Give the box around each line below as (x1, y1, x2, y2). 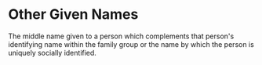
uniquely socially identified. (8, 48, 96, 57)
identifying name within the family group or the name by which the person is (8, 39, 255, 49)
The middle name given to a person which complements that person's (8, 31, 235, 41)
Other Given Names (8, 5, 139, 23)
